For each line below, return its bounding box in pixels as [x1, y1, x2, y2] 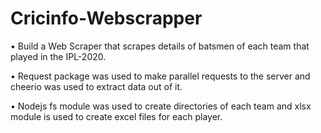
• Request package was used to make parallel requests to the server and [10, 70, 311, 82]
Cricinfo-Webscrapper [10, 7, 203, 30]
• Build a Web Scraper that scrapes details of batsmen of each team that [10, 40, 310, 52]
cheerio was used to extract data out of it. [10, 80, 183, 92]
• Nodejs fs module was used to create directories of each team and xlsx [10, 100, 312, 112]
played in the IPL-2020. [10, 50, 107, 62]
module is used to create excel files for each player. [10, 110, 223, 122]
